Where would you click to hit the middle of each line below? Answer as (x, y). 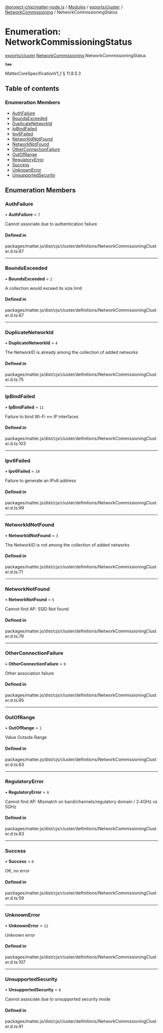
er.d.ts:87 (15, 251)
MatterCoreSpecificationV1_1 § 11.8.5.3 (43, 73)
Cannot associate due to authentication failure (51, 224)
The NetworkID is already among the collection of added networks (72, 352)
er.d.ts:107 (15, 962)
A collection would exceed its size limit (44, 288)
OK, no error (17, 871)
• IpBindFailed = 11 (24, 407)
